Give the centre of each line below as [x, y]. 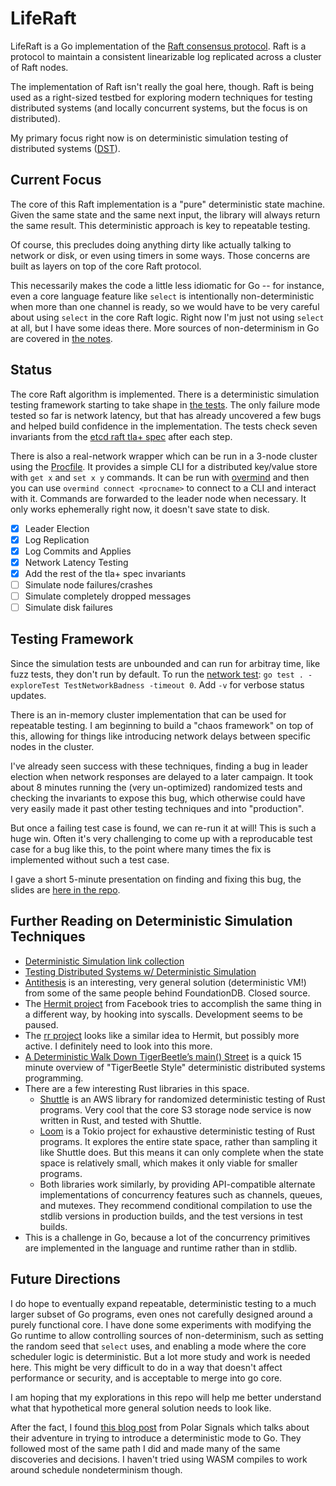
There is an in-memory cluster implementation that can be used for [148, 714]
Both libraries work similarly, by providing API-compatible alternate [177, 1184]
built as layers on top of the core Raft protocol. [106, 266]
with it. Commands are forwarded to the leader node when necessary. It [158, 498]
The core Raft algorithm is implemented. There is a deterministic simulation [165, 394]
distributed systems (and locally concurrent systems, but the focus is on [159, 108]
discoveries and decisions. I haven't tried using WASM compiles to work [159, 1459]
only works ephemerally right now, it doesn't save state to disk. [140, 509]
